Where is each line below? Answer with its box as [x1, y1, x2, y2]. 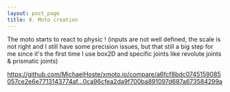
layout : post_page [7, 10, 60, 17]
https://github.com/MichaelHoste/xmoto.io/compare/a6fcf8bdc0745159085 [7, 70, 221, 78]
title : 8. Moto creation [7, 16, 78, 23]
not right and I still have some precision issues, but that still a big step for [7, 42, 214, 50]
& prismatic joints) [7, 57, 58, 65]
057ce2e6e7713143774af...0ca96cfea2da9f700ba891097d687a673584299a [7, 77, 223, 85]
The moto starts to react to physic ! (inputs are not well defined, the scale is [7, 35, 221, 43]
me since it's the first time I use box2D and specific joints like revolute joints [7, 49, 222, 58]
